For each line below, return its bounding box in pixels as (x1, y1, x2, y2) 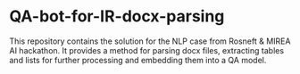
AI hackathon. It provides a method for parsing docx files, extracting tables (9, 45, 284, 55)
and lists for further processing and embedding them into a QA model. (9, 54, 267, 65)
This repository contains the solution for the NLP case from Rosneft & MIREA (9, 36, 291, 46)
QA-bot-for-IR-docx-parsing (9, 6, 225, 27)
